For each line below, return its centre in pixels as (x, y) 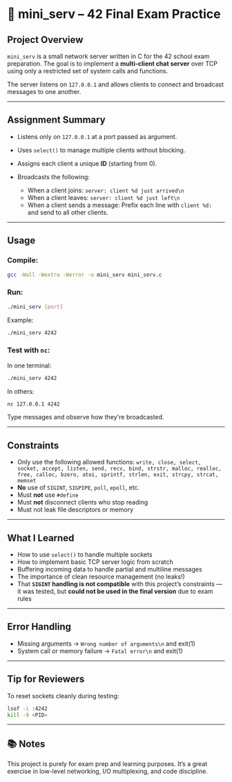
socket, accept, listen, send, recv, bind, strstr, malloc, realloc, (119, 469)
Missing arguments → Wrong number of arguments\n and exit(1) (106, 644)
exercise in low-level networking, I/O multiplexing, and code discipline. (108, 772)
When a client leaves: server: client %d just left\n (104, 197)
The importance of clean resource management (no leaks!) (101, 576)
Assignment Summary (56, 120)
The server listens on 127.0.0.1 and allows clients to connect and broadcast (116, 84)
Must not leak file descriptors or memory (75, 510)
